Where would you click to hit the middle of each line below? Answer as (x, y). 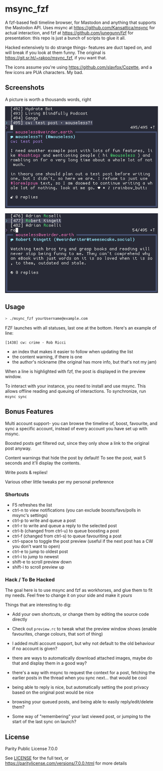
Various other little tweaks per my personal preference (59, 482)
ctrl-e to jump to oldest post (40, 551)
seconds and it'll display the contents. (43, 463)
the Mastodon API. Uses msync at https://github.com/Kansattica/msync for (80, 27)
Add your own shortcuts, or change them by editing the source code (81, 614)
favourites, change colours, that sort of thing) (57, 634)
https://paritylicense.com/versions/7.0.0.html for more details (66, 763)
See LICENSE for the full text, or (37, 758)
